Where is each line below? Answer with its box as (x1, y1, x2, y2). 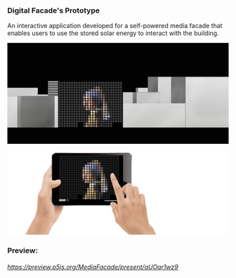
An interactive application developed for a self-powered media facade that (7, 22, 223, 30)
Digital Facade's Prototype (7, 6, 100, 15)
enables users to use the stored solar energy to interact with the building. (7, 29, 219, 37)
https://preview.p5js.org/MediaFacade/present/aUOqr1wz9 (7, 263, 179, 272)
